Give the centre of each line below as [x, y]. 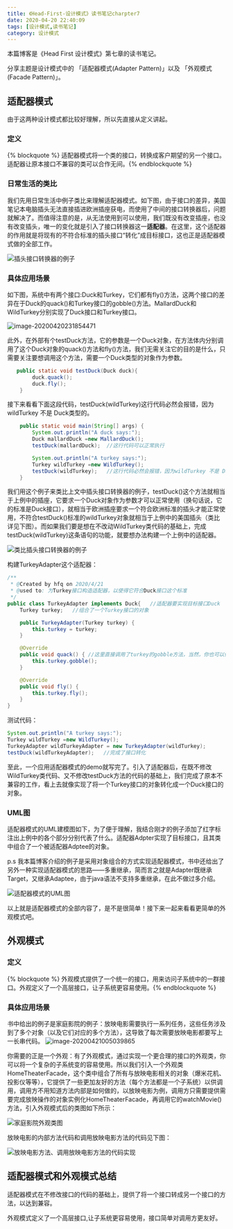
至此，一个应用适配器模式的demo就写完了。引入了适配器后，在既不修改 [110, 767]
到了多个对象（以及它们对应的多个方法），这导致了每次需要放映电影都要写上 [115, 1032]
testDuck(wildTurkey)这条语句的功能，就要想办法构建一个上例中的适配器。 [114, 535]
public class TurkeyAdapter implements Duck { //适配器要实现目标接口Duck [114, 603]
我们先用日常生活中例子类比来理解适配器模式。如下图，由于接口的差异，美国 [116, 200]
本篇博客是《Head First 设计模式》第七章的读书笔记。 [84, 54]
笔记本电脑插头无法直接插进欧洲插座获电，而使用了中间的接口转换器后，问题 [116, 209]
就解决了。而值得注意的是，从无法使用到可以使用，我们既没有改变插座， [110, 218]
